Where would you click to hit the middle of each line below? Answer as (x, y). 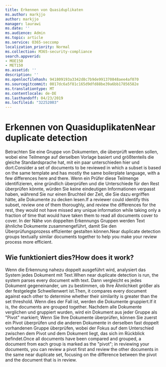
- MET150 (14, 65)
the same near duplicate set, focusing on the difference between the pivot (81, 355)
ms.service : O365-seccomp (32, 42)
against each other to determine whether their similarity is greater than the (81, 296)
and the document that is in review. (41, 360)
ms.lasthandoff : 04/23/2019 (34, 98)
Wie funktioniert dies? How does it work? (70, 258)
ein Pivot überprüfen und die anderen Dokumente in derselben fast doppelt (82, 323)
